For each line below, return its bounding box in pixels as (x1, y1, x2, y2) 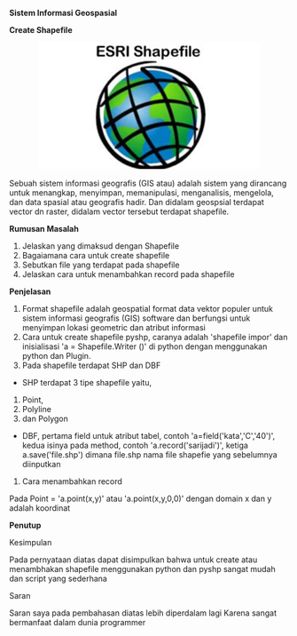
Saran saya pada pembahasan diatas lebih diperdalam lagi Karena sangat (9, 608, 277, 618)
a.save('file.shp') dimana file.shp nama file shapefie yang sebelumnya (21, 449, 277, 460)
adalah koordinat (9, 503, 71, 513)
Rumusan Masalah (9, 224, 80, 234)
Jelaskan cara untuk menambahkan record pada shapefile (21, 269, 235, 279)
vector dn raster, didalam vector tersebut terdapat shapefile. (9, 206, 230, 217)
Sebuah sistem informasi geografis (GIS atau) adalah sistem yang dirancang (9, 178, 287, 188)
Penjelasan (9, 286, 51, 297)
